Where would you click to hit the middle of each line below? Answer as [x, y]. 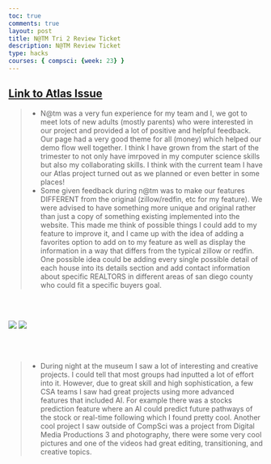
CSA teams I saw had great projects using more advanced [137, 391]
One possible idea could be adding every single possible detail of [149, 259]
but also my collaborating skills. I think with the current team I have [151, 165]
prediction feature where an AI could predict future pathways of [146, 408]
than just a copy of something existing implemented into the [140, 216]
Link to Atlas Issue [55, 94]
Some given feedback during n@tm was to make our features [142, 190]
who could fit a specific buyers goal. [101, 285]
